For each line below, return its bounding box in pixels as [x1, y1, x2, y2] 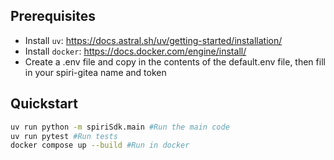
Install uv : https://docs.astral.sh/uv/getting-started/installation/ [24, 34, 283, 46]
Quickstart [10, 95, 79, 113]
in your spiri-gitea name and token [24, 66, 167, 78]
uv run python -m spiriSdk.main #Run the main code [10, 122, 230, 132]
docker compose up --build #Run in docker [10, 140, 190, 151]
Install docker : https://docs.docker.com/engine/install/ [24, 45, 247, 57]
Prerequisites [10, 8, 96, 25]
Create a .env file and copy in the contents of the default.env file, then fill [24, 55, 326, 68]
